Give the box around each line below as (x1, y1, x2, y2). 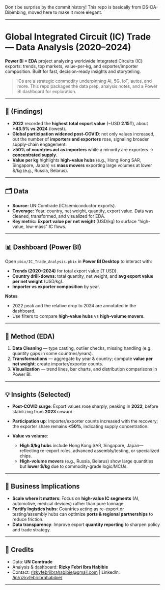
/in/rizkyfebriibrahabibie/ (12, 574, 63, 580)
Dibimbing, (5, 9, 27, 15)
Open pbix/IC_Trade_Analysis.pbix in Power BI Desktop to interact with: (5, 259, 152, 264)
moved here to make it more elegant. (27, 9, 102, 15)
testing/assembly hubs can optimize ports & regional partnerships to (12, 511, 153, 517)
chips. (19, 453, 32, 459)
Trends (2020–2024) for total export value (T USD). (12, 268, 118, 274)
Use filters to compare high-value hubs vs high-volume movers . (12, 313, 145, 319)
